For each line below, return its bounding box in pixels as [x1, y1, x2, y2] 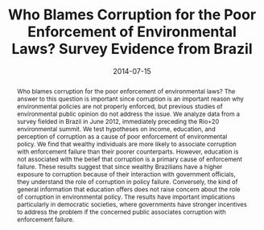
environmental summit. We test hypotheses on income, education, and [16, 125, 216, 133]
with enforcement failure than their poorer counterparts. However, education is [16, 147, 239, 156]
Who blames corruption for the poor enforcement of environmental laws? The [16, 87, 236, 96]
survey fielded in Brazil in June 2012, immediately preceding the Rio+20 [16, 117, 220, 125]
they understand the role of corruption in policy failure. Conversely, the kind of [16, 177, 238, 186]
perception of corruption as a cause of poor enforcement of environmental [16, 132, 228, 141]
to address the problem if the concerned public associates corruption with [16, 207, 226, 216]
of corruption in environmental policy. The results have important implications [16, 192, 236, 201]
